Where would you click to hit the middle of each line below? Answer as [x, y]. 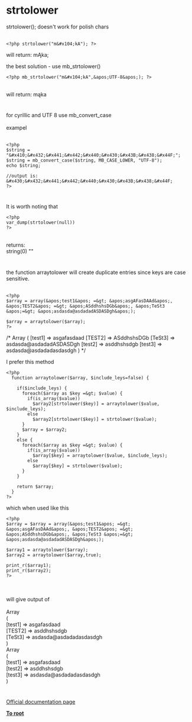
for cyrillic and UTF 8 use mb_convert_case [59, 115]
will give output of [28, 599]
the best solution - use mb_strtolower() [53, 66]
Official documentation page [41, 701]
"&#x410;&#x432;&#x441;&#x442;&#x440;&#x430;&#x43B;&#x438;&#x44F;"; [94, 155]
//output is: [22, 176]
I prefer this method [30, 362]
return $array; [35, 486]
